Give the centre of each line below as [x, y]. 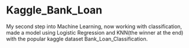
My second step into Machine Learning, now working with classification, [94, 26]
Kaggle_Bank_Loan [54, 10]
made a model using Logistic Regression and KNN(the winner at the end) [95, 32]
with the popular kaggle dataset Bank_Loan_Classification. [77, 39]
